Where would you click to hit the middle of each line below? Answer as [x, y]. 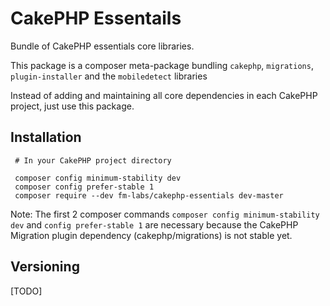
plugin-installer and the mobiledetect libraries [109, 76]
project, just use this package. [72, 106]
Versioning [45, 267]
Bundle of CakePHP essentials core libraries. [102, 46]
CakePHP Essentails [96, 18]
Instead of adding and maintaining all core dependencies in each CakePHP [164, 95]
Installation [46, 137]
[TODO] [26, 291]
